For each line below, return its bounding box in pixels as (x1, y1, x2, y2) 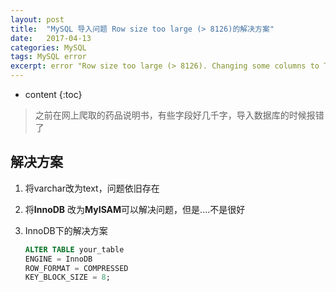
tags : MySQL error (10, 52, 87, 62)
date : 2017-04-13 (10, 33, 92, 43)
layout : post (10, 14, 65, 25)
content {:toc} (24, 89, 83, 100)
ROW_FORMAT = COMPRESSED (24, 263, 129, 273)
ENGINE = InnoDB (24, 254, 93, 264)
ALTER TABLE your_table (24, 244, 125, 255)
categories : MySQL (10, 42, 87, 53)
